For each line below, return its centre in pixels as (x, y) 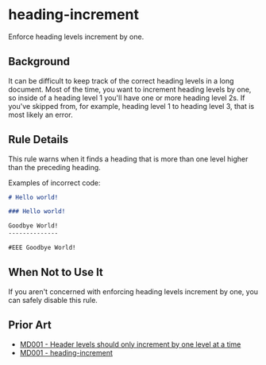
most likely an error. (40, 115)
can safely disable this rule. (53, 300)
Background (39, 62)
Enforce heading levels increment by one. (76, 37)
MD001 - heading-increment (66, 352)
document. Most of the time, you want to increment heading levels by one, (130, 89)
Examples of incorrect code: (54, 182)
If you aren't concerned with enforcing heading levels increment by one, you (133, 291)
